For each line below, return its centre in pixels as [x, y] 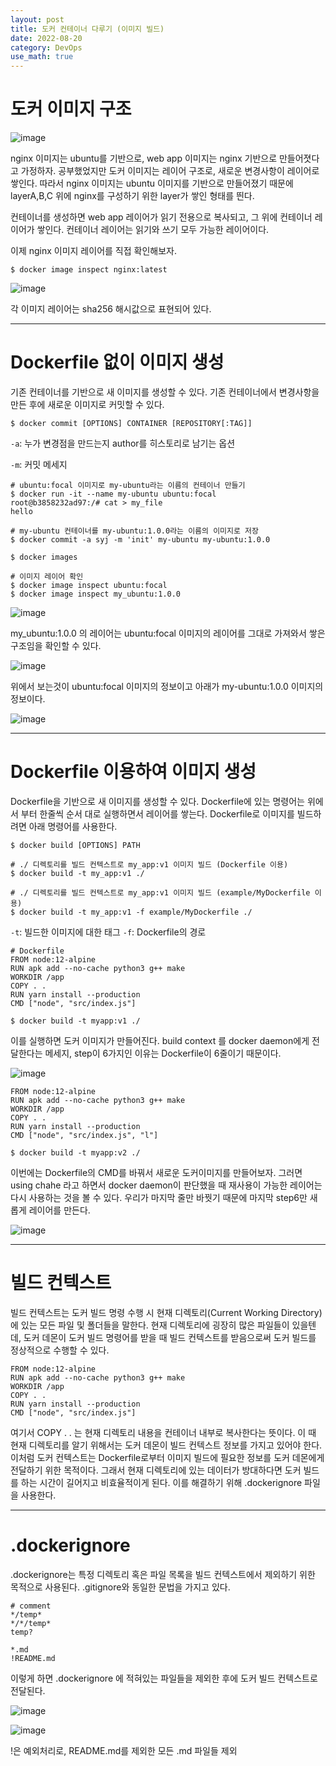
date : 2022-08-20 [46, 38]
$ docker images [44, 557]
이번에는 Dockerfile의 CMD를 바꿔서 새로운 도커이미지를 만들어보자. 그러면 [156, 1172]
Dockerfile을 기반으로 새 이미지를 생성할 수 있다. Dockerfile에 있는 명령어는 [157, 801]
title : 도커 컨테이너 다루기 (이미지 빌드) [87, 29]
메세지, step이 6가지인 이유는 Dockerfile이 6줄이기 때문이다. [163, 1053]
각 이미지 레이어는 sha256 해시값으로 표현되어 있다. [111, 309]
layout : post [37, 19]
